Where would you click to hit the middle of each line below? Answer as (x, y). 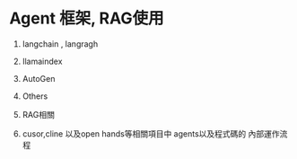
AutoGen (39, 78)
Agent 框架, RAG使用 (87, 18)
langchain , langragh (60, 44)
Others (35, 96)
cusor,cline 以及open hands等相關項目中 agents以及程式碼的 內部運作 (151, 133)
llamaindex (42, 61)
